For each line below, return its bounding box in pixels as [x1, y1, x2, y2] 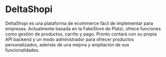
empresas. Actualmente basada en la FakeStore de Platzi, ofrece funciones [5, 25, 161, 31]
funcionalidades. [5, 47, 40, 53]
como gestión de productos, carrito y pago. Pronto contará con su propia [5, 31, 157, 37]
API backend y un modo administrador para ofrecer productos [5, 36, 134, 42]
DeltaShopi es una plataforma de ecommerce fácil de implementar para [5, 20, 153, 26]
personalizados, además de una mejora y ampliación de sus [5, 41, 129, 47]
